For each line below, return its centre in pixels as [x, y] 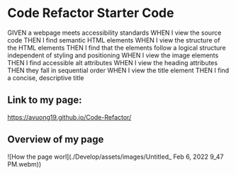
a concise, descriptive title [46, 78]
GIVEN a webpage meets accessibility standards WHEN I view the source [114, 33]
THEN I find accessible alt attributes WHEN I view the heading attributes [113, 62]
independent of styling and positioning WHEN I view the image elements [113, 55]
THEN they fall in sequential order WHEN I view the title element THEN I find [118, 70]
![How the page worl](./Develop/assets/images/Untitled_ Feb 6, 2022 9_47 [116, 157]
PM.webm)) [24, 164]
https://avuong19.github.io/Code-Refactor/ [69, 117]
